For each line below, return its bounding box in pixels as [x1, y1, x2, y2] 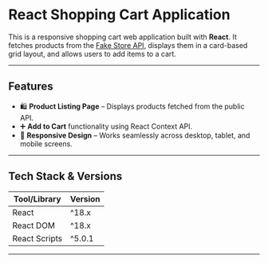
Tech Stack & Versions [8, 169, 123, 183]
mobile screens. [19, 138, 73, 149]
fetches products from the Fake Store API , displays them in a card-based [8, 40, 248, 50]
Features [8, 80, 53, 94]
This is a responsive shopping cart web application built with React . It [8, 32, 237, 42]
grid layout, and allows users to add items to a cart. [8, 49, 177, 58]
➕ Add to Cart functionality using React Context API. [19, 122, 193, 131]
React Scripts [12, 233, 62, 244]
